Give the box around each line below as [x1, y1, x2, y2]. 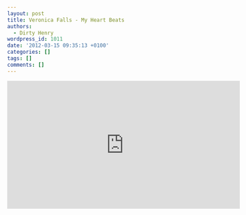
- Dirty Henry [13, 29, 54, 37]
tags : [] [7, 55, 32, 62]
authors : [7, 23, 32, 30]
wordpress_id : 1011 [7, 36, 63, 43]
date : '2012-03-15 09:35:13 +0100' [7, 42, 110, 49]
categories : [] [7, 49, 51, 56]
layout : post [7, 10, 45, 17]
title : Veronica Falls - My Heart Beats [7, 17, 125, 23]
